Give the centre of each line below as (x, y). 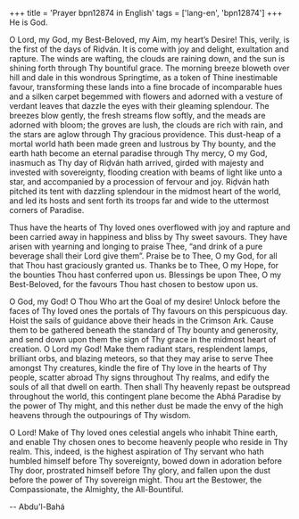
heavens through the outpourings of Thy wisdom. (100, 415)
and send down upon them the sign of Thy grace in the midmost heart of (143, 339)
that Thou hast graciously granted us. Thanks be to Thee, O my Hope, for (144, 265)
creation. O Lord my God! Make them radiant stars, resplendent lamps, (139, 349)
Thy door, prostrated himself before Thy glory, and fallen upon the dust (140, 470)
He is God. (29, 22)
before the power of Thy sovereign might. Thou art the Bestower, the (136, 480)
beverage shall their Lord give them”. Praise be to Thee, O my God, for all (144, 256)
